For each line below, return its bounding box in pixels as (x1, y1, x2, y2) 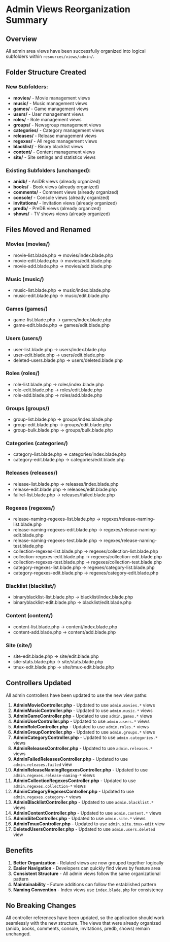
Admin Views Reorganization (6, 4, 131, 15)
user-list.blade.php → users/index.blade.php (13, 346, 107, 352)
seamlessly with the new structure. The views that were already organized (6, 920, 161, 926)
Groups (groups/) (6, 405, 50, 412)
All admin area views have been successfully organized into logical (6, 48, 146, 54)
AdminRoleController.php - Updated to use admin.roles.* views (13, 723, 149, 729)
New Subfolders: (6, 83, 48, 90)
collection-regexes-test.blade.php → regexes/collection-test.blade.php (13, 559, 162, 565)
